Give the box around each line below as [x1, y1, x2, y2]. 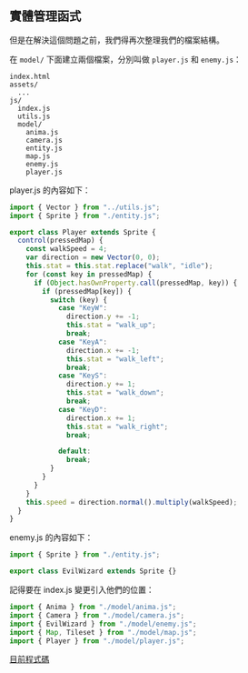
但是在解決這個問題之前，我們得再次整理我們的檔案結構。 [9, 35, 224, 45]
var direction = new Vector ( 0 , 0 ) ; [25, 253, 161, 262]
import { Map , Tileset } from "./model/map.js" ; [9, 628, 197, 637]
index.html [9, 72, 51, 81]
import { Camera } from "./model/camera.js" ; [9, 610, 184, 620]
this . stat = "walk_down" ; [66, 388, 165, 397]
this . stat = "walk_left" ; [66, 354, 165, 364]
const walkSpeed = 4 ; [25, 245, 107, 254]
